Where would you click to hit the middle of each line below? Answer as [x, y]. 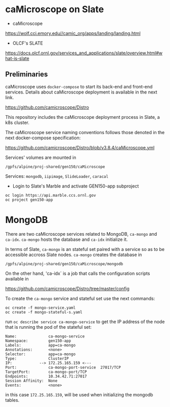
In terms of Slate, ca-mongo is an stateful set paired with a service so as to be [85, 249]
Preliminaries [27, 74]
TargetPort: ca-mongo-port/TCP [46, 372]
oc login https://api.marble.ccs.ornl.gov [51, 195]
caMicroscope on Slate [55, 9]
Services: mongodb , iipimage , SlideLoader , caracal [57, 176]
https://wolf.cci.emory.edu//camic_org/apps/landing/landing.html [73, 33]
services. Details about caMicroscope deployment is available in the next [81, 92]
